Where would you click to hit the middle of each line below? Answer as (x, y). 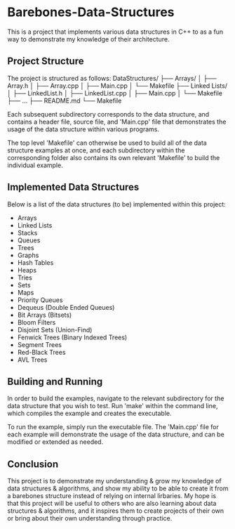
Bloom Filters (36, 322)
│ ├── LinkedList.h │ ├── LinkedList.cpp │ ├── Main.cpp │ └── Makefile (115, 93)
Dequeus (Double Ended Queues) (66, 307)
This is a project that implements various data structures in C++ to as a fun (115, 32)
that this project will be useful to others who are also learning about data (112, 504)
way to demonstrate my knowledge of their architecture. (88, 39)
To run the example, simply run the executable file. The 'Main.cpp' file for (113, 427)
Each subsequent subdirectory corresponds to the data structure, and (108, 114)
